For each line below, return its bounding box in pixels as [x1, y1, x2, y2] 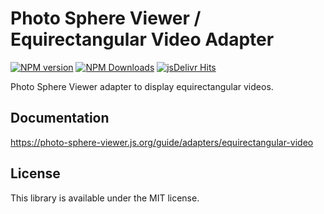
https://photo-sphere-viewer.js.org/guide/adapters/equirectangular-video [10, 136, 314, 148]
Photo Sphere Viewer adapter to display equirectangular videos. [10, 80, 274, 92]
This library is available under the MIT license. [10, 192, 200, 204]
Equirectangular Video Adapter [10, 28, 275, 51]
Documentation [10, 110, 110, 127]
